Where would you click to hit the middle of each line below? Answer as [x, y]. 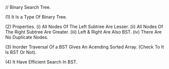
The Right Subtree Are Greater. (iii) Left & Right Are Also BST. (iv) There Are [83, 32]
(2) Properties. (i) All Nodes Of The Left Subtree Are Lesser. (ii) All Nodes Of [84, 26]
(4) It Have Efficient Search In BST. [41, 62]
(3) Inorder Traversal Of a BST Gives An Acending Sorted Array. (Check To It [84, 47]
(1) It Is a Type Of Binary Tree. [36, 17]
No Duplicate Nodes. [27, 37]
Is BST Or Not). [21, 52]
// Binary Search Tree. [28, 7]
